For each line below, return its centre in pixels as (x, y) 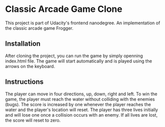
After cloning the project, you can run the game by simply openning (74, 56)
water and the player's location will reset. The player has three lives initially (82, 110)
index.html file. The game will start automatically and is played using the (79, 61)
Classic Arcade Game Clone (64, 9)
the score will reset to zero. (33, 120)
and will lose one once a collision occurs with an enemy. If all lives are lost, (81, 115)
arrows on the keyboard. (30, 66)
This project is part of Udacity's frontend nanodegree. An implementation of (83, 23)
